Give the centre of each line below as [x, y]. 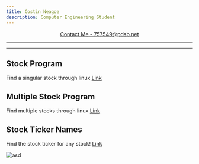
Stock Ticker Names [44, 129]
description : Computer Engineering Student [61, 17]
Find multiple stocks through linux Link [53, 111]
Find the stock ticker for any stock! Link [54, 143]
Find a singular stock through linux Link [54, 78]
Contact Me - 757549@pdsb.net [99, 34]
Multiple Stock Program [51, 96]
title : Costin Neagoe [33, 12]
